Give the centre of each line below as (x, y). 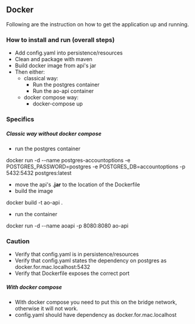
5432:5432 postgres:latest (39, 173)
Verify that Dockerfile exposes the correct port (72, 273)
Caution (18, 241)
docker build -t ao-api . (35, 202)
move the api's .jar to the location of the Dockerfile (77, 184)
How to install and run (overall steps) (61, 40)
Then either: (30, 72)
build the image (34, 191)
